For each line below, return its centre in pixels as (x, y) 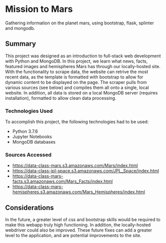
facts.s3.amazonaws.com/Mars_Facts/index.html (62, 181)
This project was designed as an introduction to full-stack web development (83, 56)
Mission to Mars (39, 9)
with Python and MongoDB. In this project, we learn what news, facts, (77, 61)
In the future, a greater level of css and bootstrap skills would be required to (83, 220)
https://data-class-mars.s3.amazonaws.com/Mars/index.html (75, 165)
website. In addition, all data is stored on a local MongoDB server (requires (82, 92)
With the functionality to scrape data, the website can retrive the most (77, 72)
